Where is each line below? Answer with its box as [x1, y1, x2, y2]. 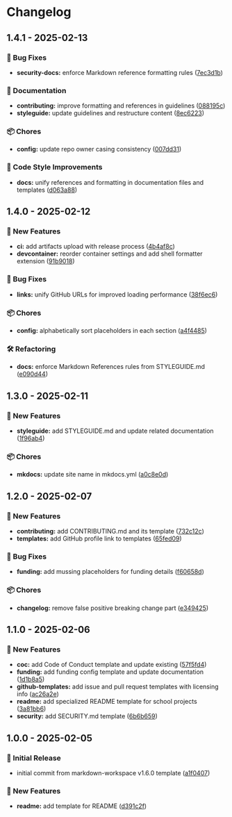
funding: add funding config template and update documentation [16, 668, 204, 676]
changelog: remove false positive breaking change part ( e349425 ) [16, 604, 209, 612]
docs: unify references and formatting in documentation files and [16, 178, 204, 186]
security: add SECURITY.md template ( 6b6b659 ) [16, 712, 158, 720]
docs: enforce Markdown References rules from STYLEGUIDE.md [16, 363, 206, 371]
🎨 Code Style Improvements [6, 163, 103, 172]
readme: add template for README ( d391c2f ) [16, 802, 147, 810]
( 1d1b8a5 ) [16, 675, 45, 684]
